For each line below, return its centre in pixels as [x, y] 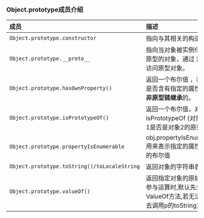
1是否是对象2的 [168, 128]
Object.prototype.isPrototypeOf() [59, 118]
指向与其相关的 [167, 39]
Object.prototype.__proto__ [50, 59]
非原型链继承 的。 [170, 98]
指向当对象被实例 [170, 50]
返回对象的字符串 [170, 167]
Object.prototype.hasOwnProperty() [61, 88]
